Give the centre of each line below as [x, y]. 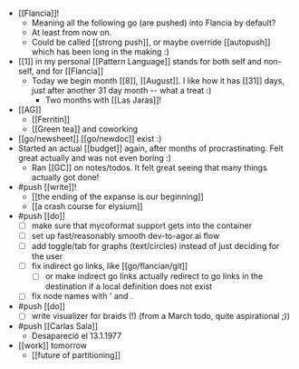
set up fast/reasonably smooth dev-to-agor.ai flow [125, 236]
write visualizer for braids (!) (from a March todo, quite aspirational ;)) [161, 316]
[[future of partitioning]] [76, 355]
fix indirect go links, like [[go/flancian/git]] [110, 266]
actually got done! [65, 177]
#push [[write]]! [47, 187]
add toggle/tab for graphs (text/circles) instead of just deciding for [155, 246]
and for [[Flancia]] [70, 71]
